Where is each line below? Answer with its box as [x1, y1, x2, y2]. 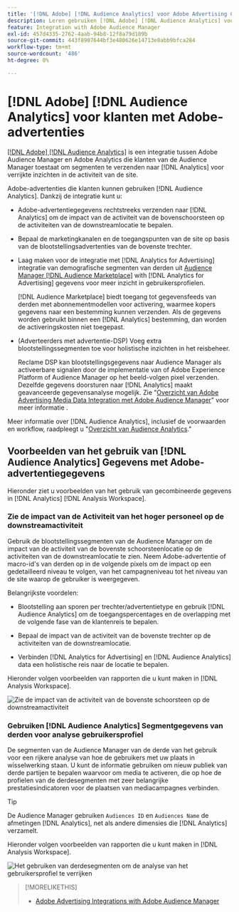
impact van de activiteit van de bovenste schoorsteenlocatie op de [7, 544, 203, 553]
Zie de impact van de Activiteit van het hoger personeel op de [7, 512, 224, 522]
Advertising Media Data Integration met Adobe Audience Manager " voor [17, 395, 230, 404]
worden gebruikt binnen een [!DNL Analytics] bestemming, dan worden [17, 315, 227, 323]
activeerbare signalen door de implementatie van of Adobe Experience [17, 365, 225, 374]
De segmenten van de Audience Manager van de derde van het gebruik [7, 746, 218, 755]
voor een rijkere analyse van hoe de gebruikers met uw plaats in [7, 753, 196, 762]
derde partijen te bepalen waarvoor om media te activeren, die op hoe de [7, 769, 222, 777]
